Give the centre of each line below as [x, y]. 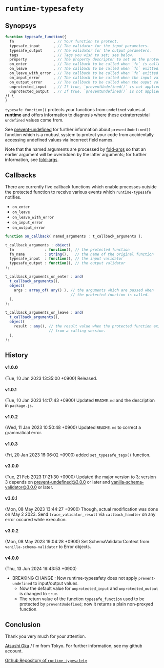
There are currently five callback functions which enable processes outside [81, 186]
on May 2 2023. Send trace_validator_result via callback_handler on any [80, 514]
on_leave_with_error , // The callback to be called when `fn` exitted [84, 73]
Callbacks [21, 175]
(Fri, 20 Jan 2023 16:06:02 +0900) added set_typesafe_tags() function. [78, 455]
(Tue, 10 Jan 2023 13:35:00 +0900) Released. [51, 378]
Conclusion [23, 624]
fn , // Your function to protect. [64, 41]
